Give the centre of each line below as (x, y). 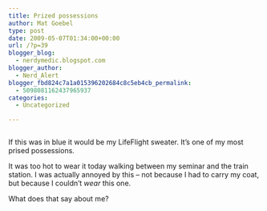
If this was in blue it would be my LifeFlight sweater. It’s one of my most (126, 142)
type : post (26, 30)
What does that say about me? (59, 199)
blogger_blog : (32, 53)
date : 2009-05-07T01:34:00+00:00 (64, 38)
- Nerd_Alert (37, 75)
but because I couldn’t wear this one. (70, 183)
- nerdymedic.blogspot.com (61, 61)
